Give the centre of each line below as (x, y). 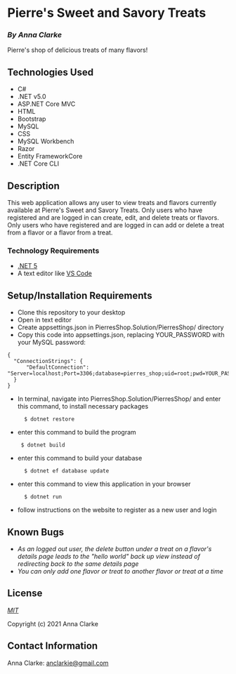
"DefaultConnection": (58, 368)
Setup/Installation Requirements (80, 295)
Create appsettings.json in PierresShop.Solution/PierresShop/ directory (120, 327)
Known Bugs (36, 532)
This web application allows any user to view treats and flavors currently (112, 203)
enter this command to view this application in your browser (104, 484)
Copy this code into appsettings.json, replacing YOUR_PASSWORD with (121, 335)
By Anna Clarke (34, 35)
